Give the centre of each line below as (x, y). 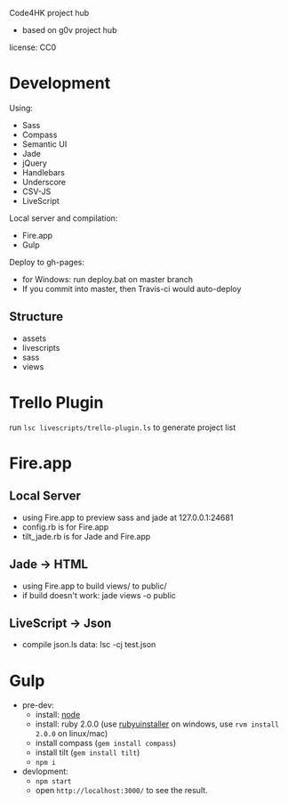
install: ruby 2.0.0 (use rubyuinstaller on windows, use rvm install (157, 724)
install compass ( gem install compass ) (106, 743)
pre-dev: (38, 705)
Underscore (44, 182)
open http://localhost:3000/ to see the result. (121, 791)
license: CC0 (33, 47)
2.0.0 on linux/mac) (72, 734)
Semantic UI (44, 144)
